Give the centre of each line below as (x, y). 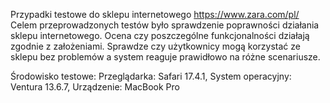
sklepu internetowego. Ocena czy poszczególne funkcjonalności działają (160, 35)
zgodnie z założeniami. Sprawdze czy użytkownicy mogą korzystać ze (155, 46)
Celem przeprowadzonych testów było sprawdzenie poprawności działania (165, 25)
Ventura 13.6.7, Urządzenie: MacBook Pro (95, 87)
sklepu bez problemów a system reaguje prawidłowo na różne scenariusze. (165, 57)
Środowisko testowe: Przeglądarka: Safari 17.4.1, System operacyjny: (151, 76)
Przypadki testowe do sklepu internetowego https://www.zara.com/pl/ (155, 14)
